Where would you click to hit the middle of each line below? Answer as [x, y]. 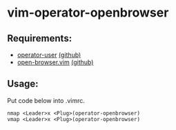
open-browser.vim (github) [55, 62]
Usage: [23, 84]
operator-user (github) [49, 55]
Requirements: [40, 38]
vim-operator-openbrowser [88, 13]
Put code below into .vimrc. [46, 100]
